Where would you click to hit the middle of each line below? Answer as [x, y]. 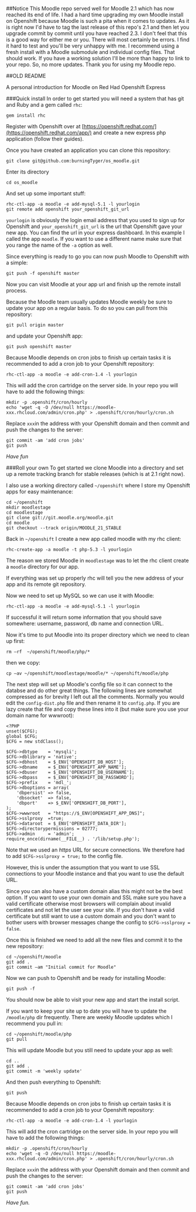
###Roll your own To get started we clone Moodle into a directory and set [95, 468]
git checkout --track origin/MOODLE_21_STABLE [64, 528]
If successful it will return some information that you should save [84, 617]
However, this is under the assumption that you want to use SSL [83, 867]
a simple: [17, 263]
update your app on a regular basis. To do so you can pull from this [87, 308]
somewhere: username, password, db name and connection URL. [85, 623]
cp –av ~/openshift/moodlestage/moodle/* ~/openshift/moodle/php [87, 673]
